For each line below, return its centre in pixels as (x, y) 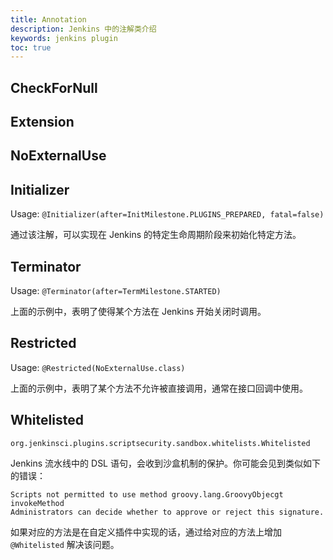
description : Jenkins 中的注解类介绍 (83, 29)
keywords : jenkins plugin (64, 38)
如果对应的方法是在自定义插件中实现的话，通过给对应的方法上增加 (146, 532)
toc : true (31, 47)
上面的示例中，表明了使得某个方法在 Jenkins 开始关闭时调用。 (138, 312)
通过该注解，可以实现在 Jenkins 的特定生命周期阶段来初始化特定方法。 (156, 235)
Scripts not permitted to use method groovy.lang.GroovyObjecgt (147, 494)
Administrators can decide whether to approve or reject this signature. (167, 512)
